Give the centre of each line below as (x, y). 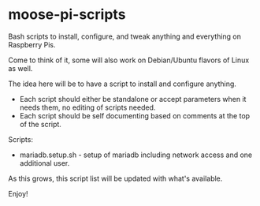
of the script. (40, 124)
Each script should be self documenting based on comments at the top (135, 115)
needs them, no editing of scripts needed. (87, 107)
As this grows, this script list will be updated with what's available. (115, 178)
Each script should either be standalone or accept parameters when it (133, 99)
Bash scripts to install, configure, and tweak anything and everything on (125, 36)
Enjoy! (19, 193)
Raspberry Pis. (32, 44)
